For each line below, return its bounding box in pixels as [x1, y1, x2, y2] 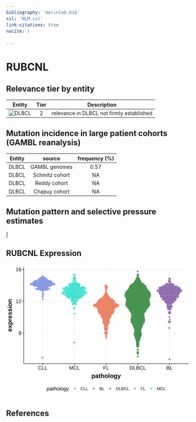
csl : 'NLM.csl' [6, 15, 43, 22]
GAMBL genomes [30, 163, 73, 170]
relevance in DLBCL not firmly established [51, 109, 153, 117]
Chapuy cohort [33, 188, 70, 195]
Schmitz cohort [33, 171, 70, 179]
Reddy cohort [35, 180, 69, 187]
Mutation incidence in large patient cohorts [6, 128, 168, 138]
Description [87, 101, 117, 108]
